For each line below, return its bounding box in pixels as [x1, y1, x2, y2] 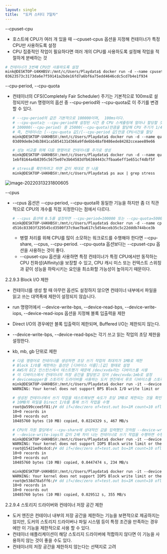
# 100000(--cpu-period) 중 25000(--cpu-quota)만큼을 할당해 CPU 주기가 [12, 125, 154, 130]
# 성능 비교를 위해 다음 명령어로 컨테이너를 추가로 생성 [12, 148, 111, 153]
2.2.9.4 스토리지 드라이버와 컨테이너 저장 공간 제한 [5, 502, 103, 508]
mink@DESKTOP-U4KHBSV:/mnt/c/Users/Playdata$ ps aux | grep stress [12, 171, 155, 176]
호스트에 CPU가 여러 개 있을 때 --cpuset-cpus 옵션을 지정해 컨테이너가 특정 [12, 36, 161, 42]
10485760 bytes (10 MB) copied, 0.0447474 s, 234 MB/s [12, 460, 129, 465]
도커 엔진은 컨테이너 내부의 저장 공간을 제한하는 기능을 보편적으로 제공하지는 [12, 513, 160, 518]
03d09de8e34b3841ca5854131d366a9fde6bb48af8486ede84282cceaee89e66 [12, 139, 155, 144]
